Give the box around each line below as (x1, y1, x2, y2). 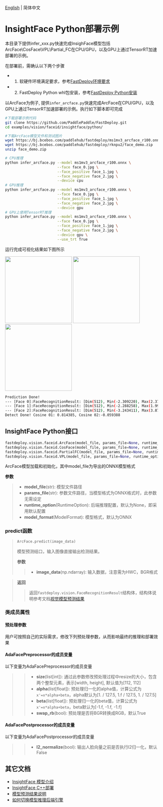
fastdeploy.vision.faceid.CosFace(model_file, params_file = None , (5, 445, 140, 450)
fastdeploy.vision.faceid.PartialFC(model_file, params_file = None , (5, 449, 145, 454)
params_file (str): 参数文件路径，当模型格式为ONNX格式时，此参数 (24, 490, 157, 496)
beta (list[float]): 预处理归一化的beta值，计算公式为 (36, 698, 137, 704)
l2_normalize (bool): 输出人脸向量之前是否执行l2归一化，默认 (36, 744, 158, 750)
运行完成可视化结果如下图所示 (5, 246, 65, 252)
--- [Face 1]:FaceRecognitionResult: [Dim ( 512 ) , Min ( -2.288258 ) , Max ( (5, 404, 151, 409)
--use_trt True (57, 237, 88, 242)
